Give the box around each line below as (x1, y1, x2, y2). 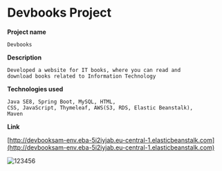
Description (7, 53, 42, 62)
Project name (7, 28, 46, 36)
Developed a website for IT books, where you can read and (7, 66, 181, 73)
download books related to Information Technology (7, 73, 156, 80)
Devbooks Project (7, 5, 112, 21)
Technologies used (7, 84, 64, 93)
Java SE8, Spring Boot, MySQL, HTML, (7, 98, 116, 105)
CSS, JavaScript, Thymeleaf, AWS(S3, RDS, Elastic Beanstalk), (7, 104, 194, 111)
